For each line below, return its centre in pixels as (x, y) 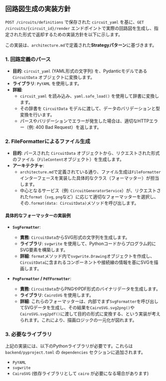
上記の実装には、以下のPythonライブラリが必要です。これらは (69, 346)
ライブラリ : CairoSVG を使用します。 (57, 295)
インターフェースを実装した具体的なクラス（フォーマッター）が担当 (89, 178)
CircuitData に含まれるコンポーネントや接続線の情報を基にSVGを (87, 262)
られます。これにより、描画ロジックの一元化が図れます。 (78, 320)
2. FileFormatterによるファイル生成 (48, 141)
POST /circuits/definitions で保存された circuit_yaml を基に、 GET (75, 22)
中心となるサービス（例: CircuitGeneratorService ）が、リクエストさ (90, 191)
